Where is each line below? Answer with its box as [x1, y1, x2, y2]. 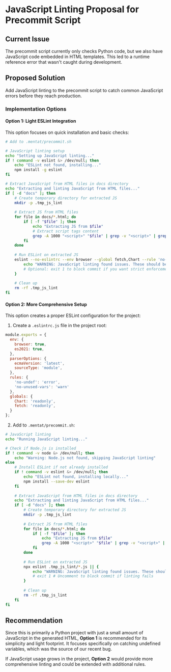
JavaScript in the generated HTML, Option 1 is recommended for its [5, 635, 148, 641]
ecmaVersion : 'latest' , [14, 361, 65, 366]
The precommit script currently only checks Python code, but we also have [5, 48, 163, 54]
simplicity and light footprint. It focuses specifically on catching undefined [5, 640, 161, 647]
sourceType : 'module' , [14, 365, 63, 370]
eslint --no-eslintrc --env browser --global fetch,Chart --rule [14, 257, 156, 262]
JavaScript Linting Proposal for [5, 4, 139, 15]
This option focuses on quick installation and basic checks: [5, 129, 129, 136]
